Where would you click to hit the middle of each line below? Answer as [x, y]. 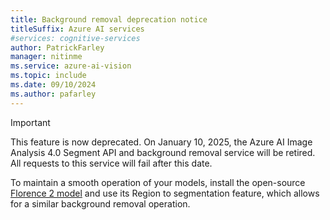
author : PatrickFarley [57, 47]
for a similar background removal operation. [100, 203]
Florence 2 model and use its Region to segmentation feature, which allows [165, 193]
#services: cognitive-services [75, 38]
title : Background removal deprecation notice [109, 19]
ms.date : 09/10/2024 [53, 85]
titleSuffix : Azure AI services [77, 29]
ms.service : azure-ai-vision [71, 66]
